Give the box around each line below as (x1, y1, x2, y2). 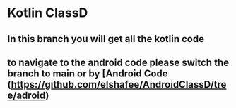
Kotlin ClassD (7, 5, 88, 21)
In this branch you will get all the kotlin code (7, 33, 205, 45)
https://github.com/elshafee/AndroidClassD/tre (11, 79, 227, 90)
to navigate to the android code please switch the (7, 56, 230, 68)
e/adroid (7, 89, 46, 101)
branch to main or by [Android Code (7, 67, 168, 79)
